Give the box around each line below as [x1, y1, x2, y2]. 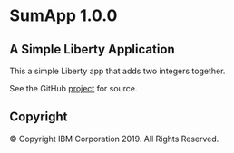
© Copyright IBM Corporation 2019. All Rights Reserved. [9, 133, 219, 144]
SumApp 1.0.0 [9, 5, 118, 26]
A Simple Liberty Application [9, 42, 175, 57]
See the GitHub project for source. [9, 83, 138, 93]
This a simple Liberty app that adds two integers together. [9, 65, 226, 76]
